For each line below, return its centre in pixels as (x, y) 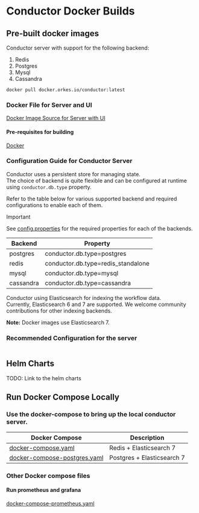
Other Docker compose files (48, 476)
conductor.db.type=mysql (82, 273)
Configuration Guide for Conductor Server (69, 161)
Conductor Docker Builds (71, 11)
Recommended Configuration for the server (72, 338)
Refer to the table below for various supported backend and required (92, 199)
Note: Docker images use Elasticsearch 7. (58, 322)
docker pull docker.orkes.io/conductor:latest (66, 90)
